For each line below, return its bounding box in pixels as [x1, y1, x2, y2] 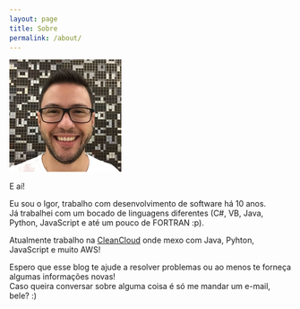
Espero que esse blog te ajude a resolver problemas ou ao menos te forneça [9, 261, 292, 273]
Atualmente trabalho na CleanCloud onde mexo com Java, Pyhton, [9, 234, 255, 246]
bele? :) [9, 290, 38, 301]
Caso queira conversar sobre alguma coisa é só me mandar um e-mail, [9, 281, 271, 292]
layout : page [9, 14, 58, 23]
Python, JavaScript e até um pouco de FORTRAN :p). [9, 217, 204, 228]
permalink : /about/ [9, 33, 82, 42]
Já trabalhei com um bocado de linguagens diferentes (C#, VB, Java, [9, 207, 264, 219]
